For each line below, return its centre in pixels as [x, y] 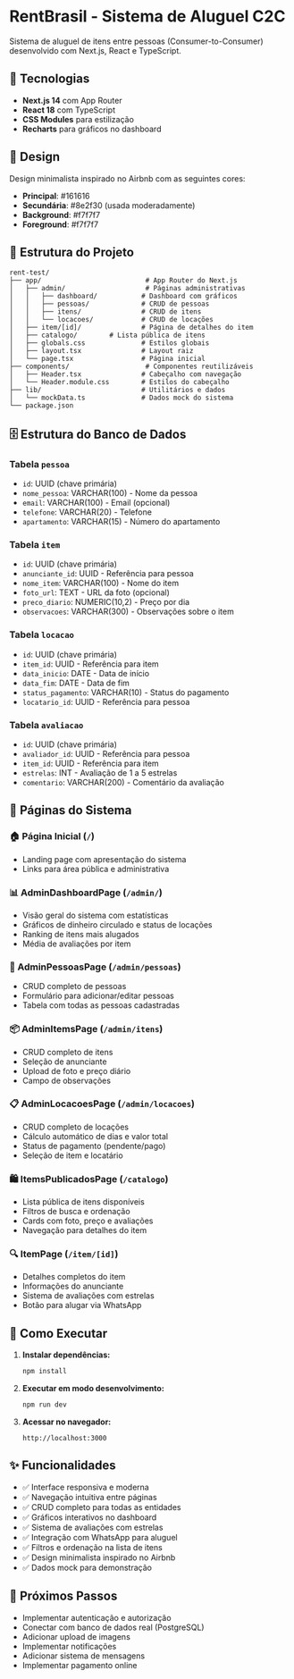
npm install [44, 1372]
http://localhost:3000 [64, 1438]
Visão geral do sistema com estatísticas [95, 915]
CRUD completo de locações [76, 1127]
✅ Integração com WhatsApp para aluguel [100, 1537]
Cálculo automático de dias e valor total [95, 1136]
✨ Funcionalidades [63, 1466]
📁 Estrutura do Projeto [71, 252]
